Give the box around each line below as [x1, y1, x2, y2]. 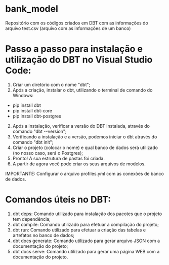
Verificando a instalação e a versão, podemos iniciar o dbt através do [12, 133, 157, 140]
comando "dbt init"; [12, 139, 54, 145]
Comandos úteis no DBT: [5, 194, 111, 205]
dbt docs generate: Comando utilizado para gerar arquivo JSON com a [12, 238, 160, 244]
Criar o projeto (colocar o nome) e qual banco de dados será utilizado [12, 144, 158, 151]
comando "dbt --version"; [12, 128, 67, 134]
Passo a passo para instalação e [5, 43, 143, 55]
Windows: [12, 92, 34, 98]
